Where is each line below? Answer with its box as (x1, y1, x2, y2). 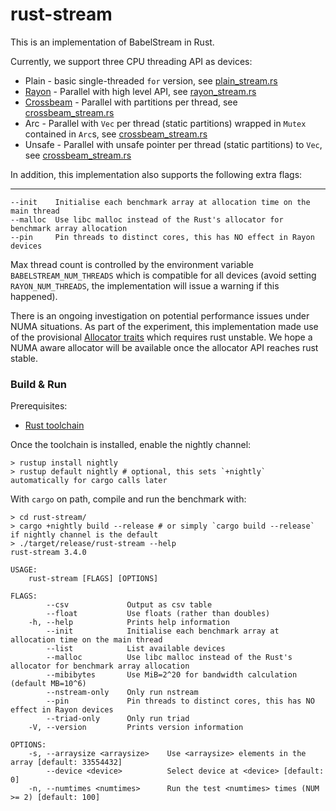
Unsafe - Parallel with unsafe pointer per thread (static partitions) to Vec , (24, 138, 323, 150)
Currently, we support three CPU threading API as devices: (10, 55, 253, 67)
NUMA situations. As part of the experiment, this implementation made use (10, 320, 319, 332)
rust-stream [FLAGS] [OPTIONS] (28, 574, 159, 584)
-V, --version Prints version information (28, 723, 244, 733)
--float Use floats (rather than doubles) (46, 609, 271, 619)
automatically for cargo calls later (10, 476, 168, 486)
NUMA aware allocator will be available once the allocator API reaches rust (10, 341, 319, 353)
